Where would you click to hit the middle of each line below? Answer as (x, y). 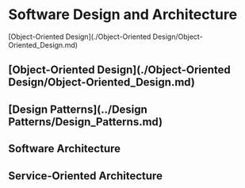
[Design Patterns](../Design (78, 109)
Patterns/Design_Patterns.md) (86, 122)
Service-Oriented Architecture (85, 176)
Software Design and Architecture (123, 15)
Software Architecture (65, 149)
